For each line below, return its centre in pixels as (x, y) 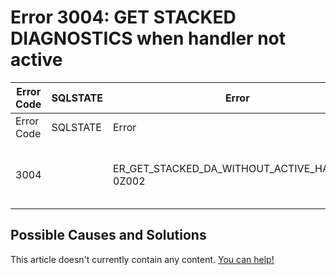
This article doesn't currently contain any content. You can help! (142, 259)
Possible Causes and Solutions (108, 235)
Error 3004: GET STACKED (123, 17)
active (36, 60)
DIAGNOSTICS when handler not (148, 38)
